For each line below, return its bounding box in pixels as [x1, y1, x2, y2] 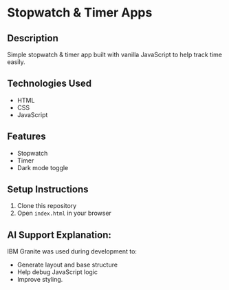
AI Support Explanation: [7, 229, 112, 240]
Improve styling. [17, 276, 63, 284]
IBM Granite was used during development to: [7, 247, 138, 256]
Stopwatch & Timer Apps [7, 5, 153, 21]
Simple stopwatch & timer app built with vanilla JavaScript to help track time [7, 50, 222, 59]
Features [7, 131, 46, 143]
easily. [7, 58, 25, 66]
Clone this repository [17, 202, 77, 210]
